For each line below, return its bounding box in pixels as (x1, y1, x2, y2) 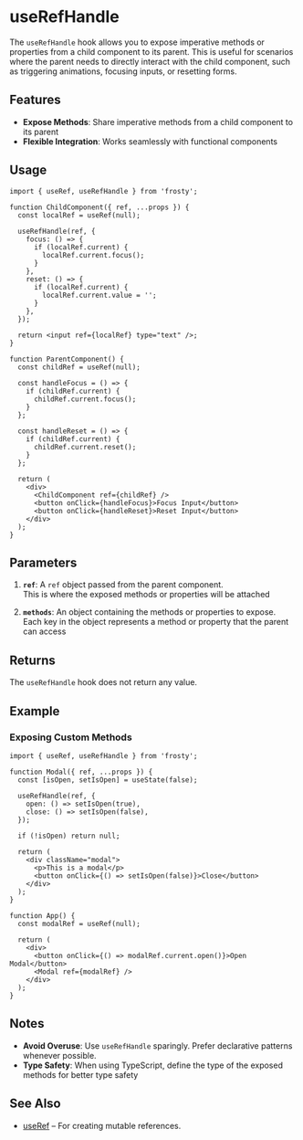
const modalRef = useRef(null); (17, 919, 141, 928)
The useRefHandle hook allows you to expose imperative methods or (9, 37, 265, 47)
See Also (9, 1096, 61, 1112)
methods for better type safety (22, 1069, 139, 1080)
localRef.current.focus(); (42, 250, 145, 259)
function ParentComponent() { (9, 354, 125, 364)
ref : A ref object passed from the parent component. (22, 579, 224, 590)
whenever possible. (22, 1050, 98, 1061)
